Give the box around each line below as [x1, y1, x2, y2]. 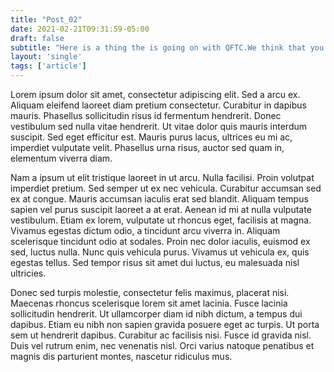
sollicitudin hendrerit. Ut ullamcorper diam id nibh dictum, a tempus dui [10, 308, 303, 320]
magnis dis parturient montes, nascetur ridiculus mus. [10, 351, 233, 362]
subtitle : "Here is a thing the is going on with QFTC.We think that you [10, 42, 325, 53]
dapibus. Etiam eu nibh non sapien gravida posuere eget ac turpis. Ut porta [10, 319, 320, 330]
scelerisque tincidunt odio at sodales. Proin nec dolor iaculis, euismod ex [10, 236, 311, 247]
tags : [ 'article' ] [10, 61, 87, 71]
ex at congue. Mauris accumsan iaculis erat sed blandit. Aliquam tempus [10, 193, 309, 205]
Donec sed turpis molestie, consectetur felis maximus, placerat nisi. [10, 287, 290, 298]
